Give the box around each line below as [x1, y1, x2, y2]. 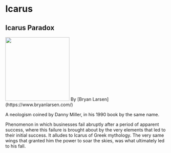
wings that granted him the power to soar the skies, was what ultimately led [5, 138, 165, 143]
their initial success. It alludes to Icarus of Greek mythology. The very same [5, 132, 164, 138]
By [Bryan [70, 96, 92, 102]
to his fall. [5, 143, 26, 149]
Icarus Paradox [5, 23, 55, 32]
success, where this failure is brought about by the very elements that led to [5, 127, 166, 133]
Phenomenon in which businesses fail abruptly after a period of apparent [5, 121, 159, 127]
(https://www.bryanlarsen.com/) [5, 101, 73, 108]
